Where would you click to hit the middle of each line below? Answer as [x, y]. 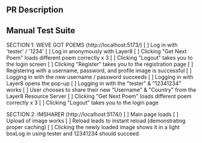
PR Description [35, 10]
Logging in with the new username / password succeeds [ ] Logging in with [100, 77]
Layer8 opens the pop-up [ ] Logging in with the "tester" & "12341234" [94, 83]
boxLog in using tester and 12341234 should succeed [73, 134]
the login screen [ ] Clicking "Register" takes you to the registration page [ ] [100, 64]
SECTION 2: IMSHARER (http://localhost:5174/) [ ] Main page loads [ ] [93, 115]
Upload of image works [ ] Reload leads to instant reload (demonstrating [96, 121]
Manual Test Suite [41, 30]
